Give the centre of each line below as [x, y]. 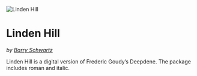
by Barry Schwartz [29, 50]
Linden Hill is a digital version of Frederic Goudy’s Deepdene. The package [98, 61]
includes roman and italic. [38, 68]
